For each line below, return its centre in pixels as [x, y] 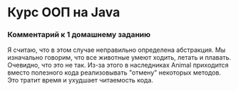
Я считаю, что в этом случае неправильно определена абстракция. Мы [117, 50]
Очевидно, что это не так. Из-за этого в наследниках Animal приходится [118, 65]
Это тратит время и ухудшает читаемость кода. [81, 80]
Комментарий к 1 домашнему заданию [79, 35]
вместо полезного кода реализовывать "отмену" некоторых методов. [114, 73]
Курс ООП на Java [64, 12]
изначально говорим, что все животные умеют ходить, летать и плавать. [119, 58]
